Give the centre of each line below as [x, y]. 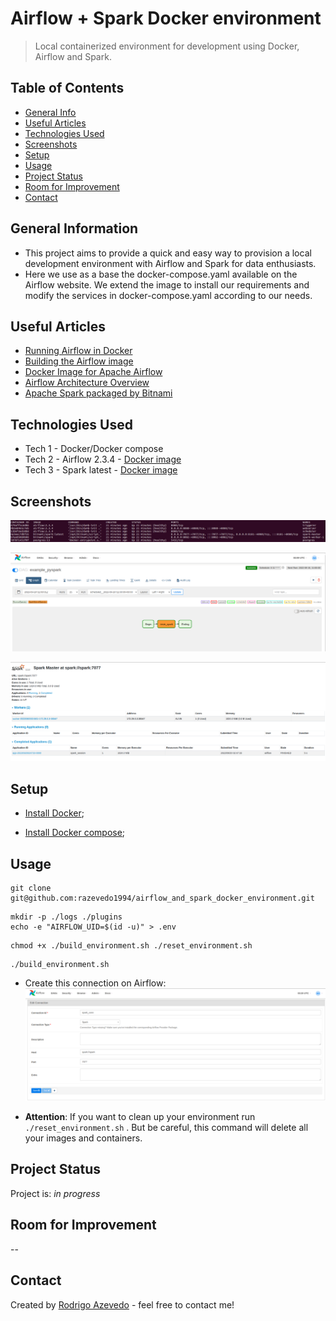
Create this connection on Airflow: [95, 983]
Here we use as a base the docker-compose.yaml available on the [161, 274]
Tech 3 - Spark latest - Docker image [101, 470]
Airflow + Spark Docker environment [166, 18]
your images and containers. [83, 1138]
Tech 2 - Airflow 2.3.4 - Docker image [103, 459]
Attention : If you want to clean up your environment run [140, 1117]
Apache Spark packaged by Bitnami [98, 393]
